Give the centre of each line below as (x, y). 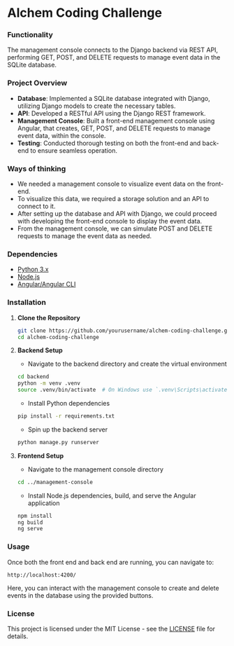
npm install (35, 516)
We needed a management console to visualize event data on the (111, 184)
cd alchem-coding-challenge (58, 337)
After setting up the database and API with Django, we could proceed (117, 214)
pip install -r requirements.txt (66, 416)
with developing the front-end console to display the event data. (110, 221)
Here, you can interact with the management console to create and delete (113, 588)
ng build (30, 522)
